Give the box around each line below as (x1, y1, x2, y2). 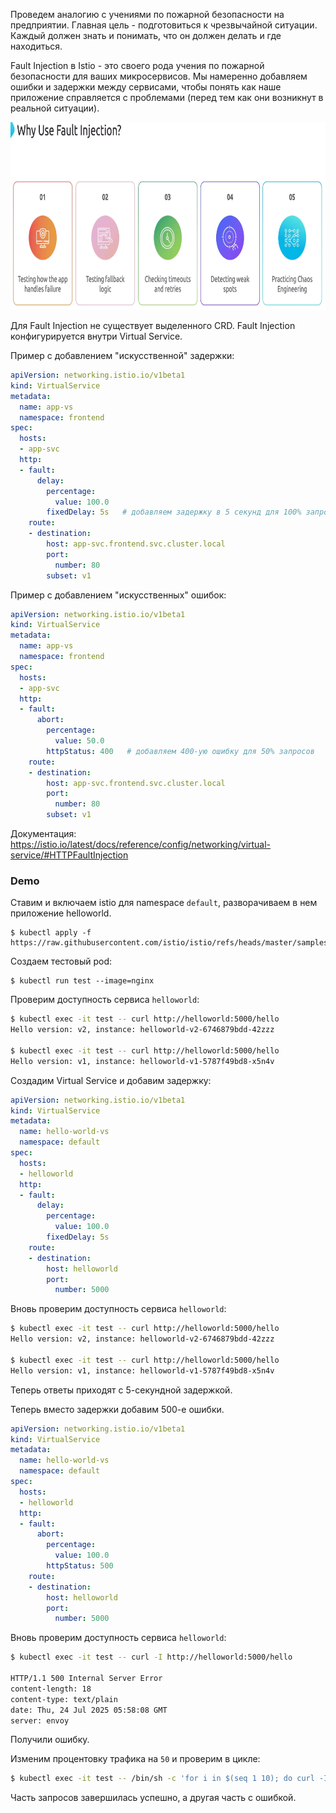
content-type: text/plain (10, 1694, 118, 1704)
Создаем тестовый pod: (10, 955, 113, 968)
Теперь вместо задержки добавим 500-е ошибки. (10, 1403, 225, 1415)
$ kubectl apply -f (10, 928, 92, 938)
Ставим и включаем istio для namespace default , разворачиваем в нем (10, 897, 318, 909)
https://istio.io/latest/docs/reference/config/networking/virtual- (10, 839, 272, 850)
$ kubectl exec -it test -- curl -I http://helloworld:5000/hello (10, 1652, 293, 1663)
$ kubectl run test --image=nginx (10, 976, 155, 986)
